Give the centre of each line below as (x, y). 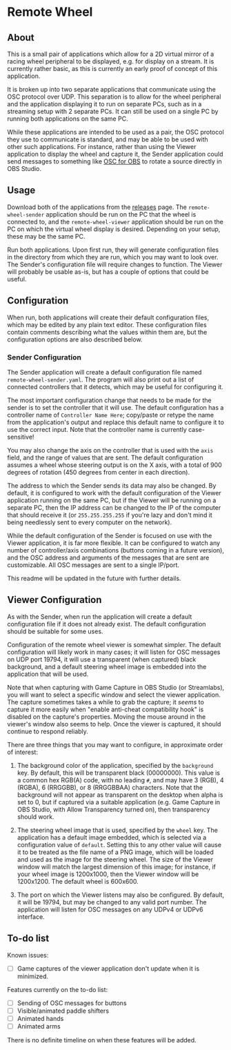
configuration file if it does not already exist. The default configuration (107, 624)
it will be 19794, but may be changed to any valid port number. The (112, 902)
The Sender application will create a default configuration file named (104, 372)
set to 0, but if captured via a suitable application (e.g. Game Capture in (119, 802)
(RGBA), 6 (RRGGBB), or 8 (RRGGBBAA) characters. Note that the (110, 787)
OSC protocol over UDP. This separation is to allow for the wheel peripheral (114, 97)
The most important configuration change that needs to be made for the (109, 400)
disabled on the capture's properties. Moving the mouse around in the (107, 716)
